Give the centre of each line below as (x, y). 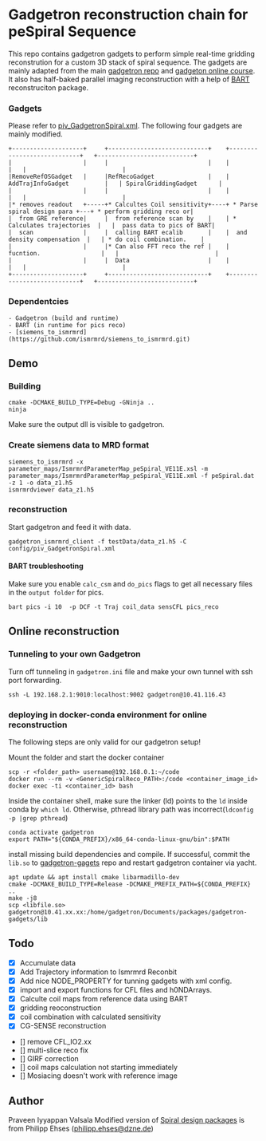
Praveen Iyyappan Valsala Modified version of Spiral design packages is (127, 1120)
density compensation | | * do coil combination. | (106, 240)
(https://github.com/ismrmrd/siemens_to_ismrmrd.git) (100, 339)
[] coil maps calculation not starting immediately (98, 1068)
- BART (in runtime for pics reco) (67, 325)
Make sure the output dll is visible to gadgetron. (86, 424)
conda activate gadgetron (51, 832)
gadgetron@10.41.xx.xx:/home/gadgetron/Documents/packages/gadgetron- (128, 912)
